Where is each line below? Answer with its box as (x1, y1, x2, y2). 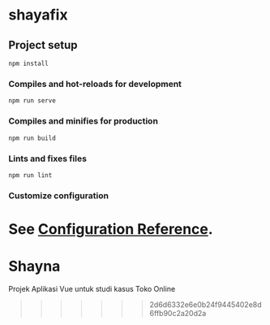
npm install (8, 59, 49, 67)
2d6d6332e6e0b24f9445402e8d (149, 299, 262, 310)
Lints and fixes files (8, 153, 88, 164)
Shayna (8, 258, 61, 275)
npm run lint (8, 171, 53, 180)
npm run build (8, 134, 57, 142)
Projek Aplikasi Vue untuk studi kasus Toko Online (8, 284, 176, 293)
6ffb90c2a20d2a (149, 308, 207, 318)
